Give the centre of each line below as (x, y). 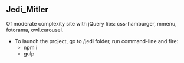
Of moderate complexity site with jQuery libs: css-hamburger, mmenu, (91, 23)
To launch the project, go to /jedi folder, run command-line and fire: (96, 41)
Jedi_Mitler (27, 10)
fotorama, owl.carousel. (35, 30)
